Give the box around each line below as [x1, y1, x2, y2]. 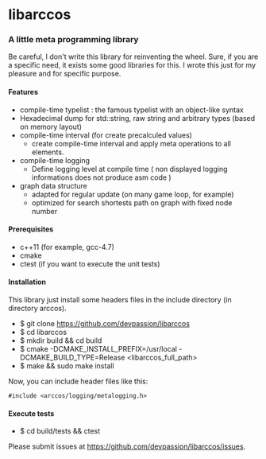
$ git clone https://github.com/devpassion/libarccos [19, 319, 191, 329]
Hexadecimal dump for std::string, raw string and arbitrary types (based [19, 113, 256, 123]
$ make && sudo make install [19, 361, 114, 371]
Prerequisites [8, 224, 54, 234]
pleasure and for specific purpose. [8, 69, 121, 79]
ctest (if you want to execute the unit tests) [19, 259, 160, 268]
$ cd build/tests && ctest [19, 426, 101, 436]
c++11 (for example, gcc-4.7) [19, 242, 115, 251]
